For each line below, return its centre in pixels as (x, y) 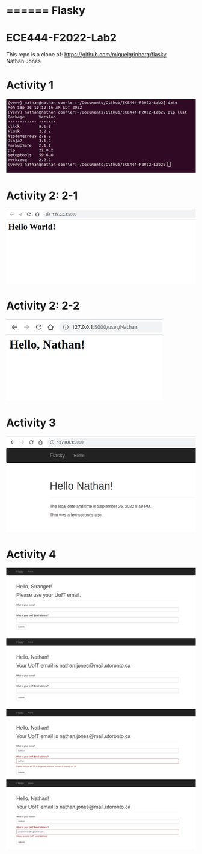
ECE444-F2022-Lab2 (62, 38)
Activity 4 (31, 554)
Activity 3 (31, 423)
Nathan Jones (23, 61)
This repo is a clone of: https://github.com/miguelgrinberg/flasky (86, 55)
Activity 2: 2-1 (42, 195)
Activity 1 (30, 85)
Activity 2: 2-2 (43, 306)
